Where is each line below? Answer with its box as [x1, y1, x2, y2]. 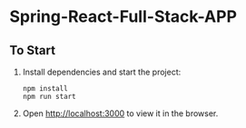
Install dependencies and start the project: [22, 66, 182, 77]
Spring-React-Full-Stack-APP [9, 6, 238, 27]
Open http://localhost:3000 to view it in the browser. [22, 108, 219, 119]
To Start [9, 43, 56, 58]
